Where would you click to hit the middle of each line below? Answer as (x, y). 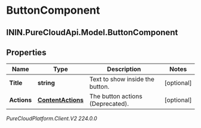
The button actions (116, 96)
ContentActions (60, 100)
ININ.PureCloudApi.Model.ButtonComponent (92, 32)
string (46, 83)
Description (124, 69)
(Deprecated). (109, 104)
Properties (26, 52)
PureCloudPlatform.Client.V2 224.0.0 (52, 118)
